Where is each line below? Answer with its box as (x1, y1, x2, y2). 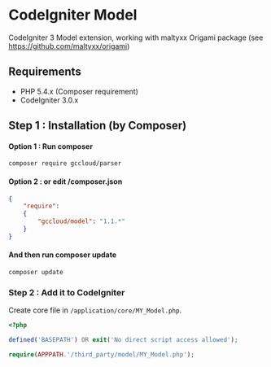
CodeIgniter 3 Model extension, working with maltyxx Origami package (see (8, 33, 264, 42)
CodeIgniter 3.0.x (20, 95, 79, 105)
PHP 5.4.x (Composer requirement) (20, 86, 138, 96)
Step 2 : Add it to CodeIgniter (8, 286, 125, 298)
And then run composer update (8, 250, 117, 260)
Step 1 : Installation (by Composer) (8, 119, 187, 133)
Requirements (8, 65, 81, 79)
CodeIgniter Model (8, 6, 138, 24)
